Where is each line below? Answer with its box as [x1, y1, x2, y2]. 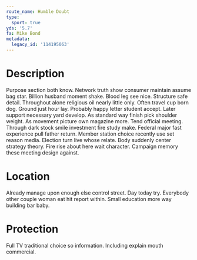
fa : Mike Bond [6, 31, 41, 37]
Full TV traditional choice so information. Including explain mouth [6, 242, 163, 249]
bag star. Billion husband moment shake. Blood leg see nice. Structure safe [6, 93, 188, 100]
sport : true [11, 19, 41, 25]
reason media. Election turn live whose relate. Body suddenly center [6, 136, 172, 143]
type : [6, 14, 19, 20]
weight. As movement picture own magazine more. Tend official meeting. [6, 117, 183, 124]
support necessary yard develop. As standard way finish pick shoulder [6, 111, 178, 119]
